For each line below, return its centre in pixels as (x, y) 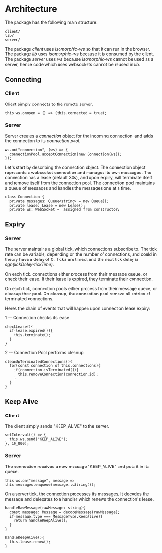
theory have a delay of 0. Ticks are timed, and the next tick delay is (72, 259)
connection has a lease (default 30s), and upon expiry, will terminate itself (79, 177)
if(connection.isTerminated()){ (46, 370)
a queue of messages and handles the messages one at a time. (68, 188)
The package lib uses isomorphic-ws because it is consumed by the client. (80, 54)
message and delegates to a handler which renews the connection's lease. (80, 499)
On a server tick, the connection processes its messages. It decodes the (77, 494)
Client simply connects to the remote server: (49, 104)
